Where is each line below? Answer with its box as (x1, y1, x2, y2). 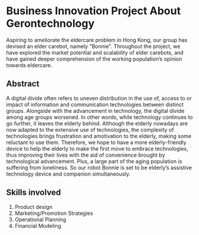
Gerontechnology (6, 17, 95, 30)
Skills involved (6, 188, 61, 198)
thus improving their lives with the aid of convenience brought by (6, 151, 165, 158)
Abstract (6, 79, 40, 89)
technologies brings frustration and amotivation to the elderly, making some (6, 132, 192, 139)
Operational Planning (14, 215, 67, 223)
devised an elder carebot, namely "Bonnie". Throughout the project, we (6, 43, 181, 50)
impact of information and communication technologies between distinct (6, 101, 184, 108)
